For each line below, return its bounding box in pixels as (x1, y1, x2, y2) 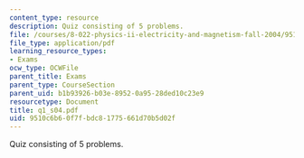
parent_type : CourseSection (9, 80, 116, 89)
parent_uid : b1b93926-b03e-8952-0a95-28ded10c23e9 (9, 88, 204, 98)
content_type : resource (9, 13, 100, 23)
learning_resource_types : (9, 47, 107, 56)
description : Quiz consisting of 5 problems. (9, 22, 184, 31)
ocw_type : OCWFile (9, 64, 79, 73)
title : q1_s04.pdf (9, 106, 79, 115)
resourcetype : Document (9, 97, 100, 107)
